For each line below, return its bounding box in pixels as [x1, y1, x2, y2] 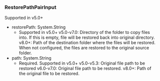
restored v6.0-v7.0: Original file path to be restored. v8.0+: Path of [18, 65, 152, 71]
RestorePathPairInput [4, 4, 56, 11]
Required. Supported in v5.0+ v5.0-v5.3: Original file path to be [18, 60, 145, 66]
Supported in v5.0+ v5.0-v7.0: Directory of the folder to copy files [18, 30, 150, 35]
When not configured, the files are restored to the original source [18, 45, 149, 51]
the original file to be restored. [18, 71, 80, 77]
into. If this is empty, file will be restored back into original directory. [18, 34, 155, 40]
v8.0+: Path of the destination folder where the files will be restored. [18, 40, 156, 46]
